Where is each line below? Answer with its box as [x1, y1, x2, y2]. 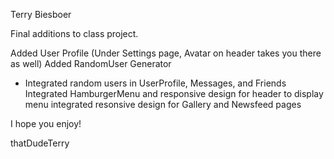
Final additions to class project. [10, 28, 139, 39]
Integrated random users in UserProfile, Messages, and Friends [24, 77, 287, 89]
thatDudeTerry [10, 137, 70, 149]
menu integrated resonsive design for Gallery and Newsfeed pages [24, 99, 302, 110]
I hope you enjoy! [10, 118, 82, 129]
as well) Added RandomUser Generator [10, 58, 172, 69]
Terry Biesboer [10, 9, 72, 20]
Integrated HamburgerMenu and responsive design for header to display [24, 88, 324, 99]
